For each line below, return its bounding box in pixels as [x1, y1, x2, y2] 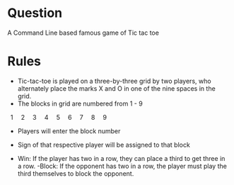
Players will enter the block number [17, 126, 121, 135]
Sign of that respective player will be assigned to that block [17, 140, 191, 149]
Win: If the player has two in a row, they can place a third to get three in [17, 154, 226, 162]
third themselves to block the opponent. [17, 169, 134, 178]
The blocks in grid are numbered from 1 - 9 [17, 99, 143, 108]
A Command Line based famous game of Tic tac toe [7, 28, 159, 37]
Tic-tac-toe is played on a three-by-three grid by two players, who [17, 77, 211, 85]
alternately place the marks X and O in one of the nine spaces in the [17, 84, 216, 93]
